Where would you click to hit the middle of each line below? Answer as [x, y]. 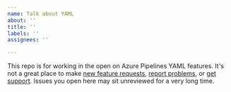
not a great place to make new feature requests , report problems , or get [112, 74]
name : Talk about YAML [41, 14]
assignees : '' [28, 40]
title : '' [22, 27]
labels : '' [23, 33]
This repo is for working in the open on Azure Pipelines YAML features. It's [116, 66]
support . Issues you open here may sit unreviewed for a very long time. [111, 81]
